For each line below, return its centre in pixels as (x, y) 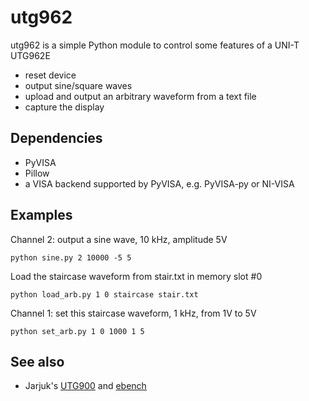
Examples (41, 215)
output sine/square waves (78, 85)
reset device (50, 75)
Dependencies (56, 138)
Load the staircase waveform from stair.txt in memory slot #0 (136, 276)
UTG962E (30, 55)
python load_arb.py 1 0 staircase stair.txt (104, 294)
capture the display (64, 107)
